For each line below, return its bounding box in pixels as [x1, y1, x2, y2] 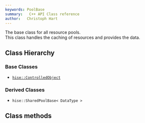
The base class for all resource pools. [5, 30, 81, 35]
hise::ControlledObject [12, 75, 61, 80]
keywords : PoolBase [5, 7, 45, 12]
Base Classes [5, 63, 38, 70]
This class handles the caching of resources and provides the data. [5, 35, 141, 40]
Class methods [5, 111, 52, 120]
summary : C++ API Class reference [5, 12, 80, 17]
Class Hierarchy [5, 49, 55, 57]
